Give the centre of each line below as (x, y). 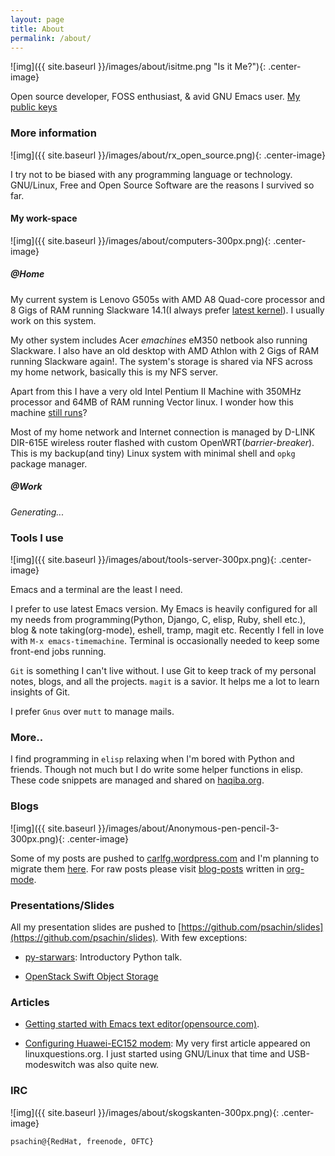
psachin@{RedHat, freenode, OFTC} (82, 1141)
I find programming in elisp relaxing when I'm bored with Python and (152, 759)
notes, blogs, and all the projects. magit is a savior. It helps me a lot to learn (165, 682)
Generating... (37, 512)
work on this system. (53, 320)
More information (53, 133)
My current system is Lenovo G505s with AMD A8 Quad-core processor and (167, 299)
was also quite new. (119, 1065)
